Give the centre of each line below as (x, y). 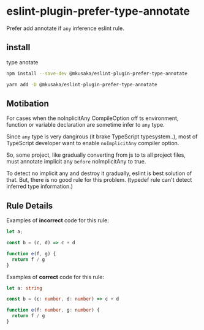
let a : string (25, 288)
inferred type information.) (40, 186)
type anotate (22, 62)
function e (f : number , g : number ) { (53, 310)
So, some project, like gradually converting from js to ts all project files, (96, 155)
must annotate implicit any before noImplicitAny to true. (76, 162)
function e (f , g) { (31, 253)
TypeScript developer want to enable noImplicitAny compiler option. (93, 143)
